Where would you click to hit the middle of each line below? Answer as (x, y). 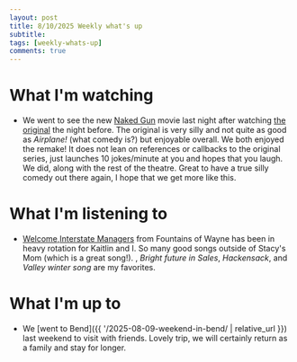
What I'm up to (65, 304)
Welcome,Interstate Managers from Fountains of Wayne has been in (148, 238)
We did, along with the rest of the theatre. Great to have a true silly (145, 168)
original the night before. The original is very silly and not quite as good (154, 130)
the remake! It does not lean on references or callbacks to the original (151, 149)
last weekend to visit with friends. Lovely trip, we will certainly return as (155, 338)
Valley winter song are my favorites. (89, 267)
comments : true (38, 51)
